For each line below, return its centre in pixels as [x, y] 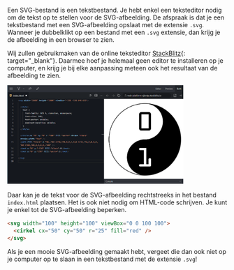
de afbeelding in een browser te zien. [61, 40]
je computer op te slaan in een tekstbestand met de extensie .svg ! [102, 259]
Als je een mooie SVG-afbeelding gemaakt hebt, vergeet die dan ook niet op [117, 251]
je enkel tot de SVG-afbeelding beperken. [67, 210]
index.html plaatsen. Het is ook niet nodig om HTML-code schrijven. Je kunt [117, 202]
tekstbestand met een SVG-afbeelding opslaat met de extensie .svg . [106, 25]
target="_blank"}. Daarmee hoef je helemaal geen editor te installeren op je [115, 61]
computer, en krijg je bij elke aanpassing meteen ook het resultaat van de [112, 68]
